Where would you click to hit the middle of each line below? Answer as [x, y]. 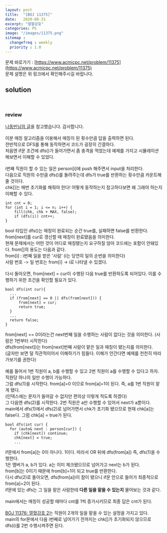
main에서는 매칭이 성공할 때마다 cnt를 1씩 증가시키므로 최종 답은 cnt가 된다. [79, 501]
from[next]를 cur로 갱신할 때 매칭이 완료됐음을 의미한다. [60, 237]
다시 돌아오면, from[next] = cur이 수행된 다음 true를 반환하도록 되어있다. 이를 [81, 274]
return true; [32, 307]
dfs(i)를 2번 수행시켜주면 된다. [34, 525]
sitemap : [15, 38]
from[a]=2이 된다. [23, 483]
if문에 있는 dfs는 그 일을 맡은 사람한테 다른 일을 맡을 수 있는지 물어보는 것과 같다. [83, 489]
